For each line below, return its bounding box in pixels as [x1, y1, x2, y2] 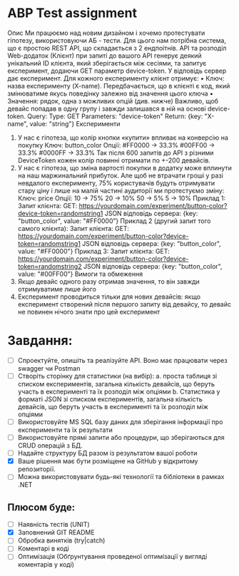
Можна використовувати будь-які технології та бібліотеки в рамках [17, 473, 225, 481]
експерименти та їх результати [17, 426, 113, 434]
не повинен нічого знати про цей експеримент [17, 307, 161, 316]
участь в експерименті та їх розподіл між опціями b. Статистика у [17, 387, 220, 396]
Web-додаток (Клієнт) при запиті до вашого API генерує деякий [7, 51, 202, 60]
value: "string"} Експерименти [29, 119, 121, 128]
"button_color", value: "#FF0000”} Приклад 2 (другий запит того [17, 216, 211, 225]
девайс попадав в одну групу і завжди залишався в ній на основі [7, 104, 206, 113]
